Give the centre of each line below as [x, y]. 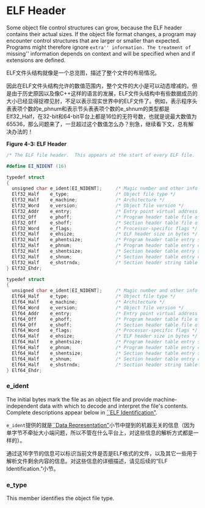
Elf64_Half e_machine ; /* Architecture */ [88, 302]
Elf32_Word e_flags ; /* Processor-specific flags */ [105, 228]
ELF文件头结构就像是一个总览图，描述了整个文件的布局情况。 [83, 73]
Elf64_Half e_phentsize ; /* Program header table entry [103, 342]
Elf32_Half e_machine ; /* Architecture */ [88, 200]
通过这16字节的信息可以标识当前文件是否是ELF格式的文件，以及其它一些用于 [102, 453]
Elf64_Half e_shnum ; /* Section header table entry [103, 359]
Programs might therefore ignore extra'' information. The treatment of [99, 47]
